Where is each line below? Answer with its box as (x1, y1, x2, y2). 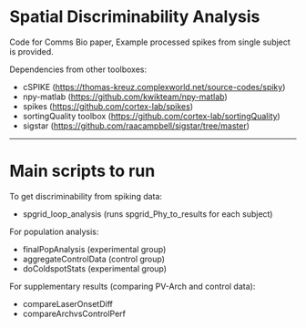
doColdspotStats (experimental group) (22, 262, 167, 274)
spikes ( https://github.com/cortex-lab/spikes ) (22, 100, 194, 111)
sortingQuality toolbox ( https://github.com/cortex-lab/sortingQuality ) (22, 110, 280, 121)
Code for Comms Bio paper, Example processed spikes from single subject (9, 36, 291, 47)
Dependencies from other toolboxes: (9, 64, 148, 75)
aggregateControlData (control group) (22, 253, 166, 264)
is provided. (9, 46, 55, 56)
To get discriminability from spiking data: (9, 190, 162, 201)
